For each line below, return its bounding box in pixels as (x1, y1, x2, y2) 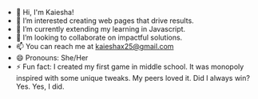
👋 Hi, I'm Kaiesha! (15, 8, 74, 17)
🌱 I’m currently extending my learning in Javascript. (15, 25, 186, 33)
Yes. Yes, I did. (15, 82, 65, 91)
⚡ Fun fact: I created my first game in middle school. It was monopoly (15, 62, 244, 71)
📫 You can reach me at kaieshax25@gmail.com (15, 42, 174, 51)
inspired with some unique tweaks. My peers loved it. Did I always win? (15, 74, 250, 82)
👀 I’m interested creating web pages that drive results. (15, 16, 194, 25)
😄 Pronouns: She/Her (15, 53, 89, 63)
